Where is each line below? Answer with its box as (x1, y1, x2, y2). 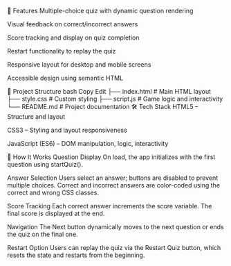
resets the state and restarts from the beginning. (7, 251, 145, 259)
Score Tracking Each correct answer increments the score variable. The (7, 202, 212, 210)
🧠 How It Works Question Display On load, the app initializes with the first (7, 153, 216, 161)
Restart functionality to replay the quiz (7, 47, 116, 55)
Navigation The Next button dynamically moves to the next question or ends (7, 223, 224, 231)
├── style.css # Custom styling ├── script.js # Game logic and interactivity (7, 94, 223, 103)
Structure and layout (7, 113, 66, 121)
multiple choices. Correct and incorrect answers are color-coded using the (7, 181, 220, 189)
